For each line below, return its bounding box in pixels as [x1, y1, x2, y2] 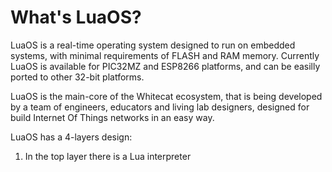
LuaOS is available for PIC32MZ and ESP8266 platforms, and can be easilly [10, 60, 321, 72]
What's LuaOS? [10, 6, 142, 29]
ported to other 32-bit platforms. [10, 71, 145, 83]
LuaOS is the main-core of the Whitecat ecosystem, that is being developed [10, 90, 323, 102]
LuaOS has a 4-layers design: [10, 131, 133, 143]
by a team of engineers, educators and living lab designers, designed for [10, 101, 310, 113]
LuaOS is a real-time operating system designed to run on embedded [10, 39, 296, 51]
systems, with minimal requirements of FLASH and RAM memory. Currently [10, 49, 320, 61]
